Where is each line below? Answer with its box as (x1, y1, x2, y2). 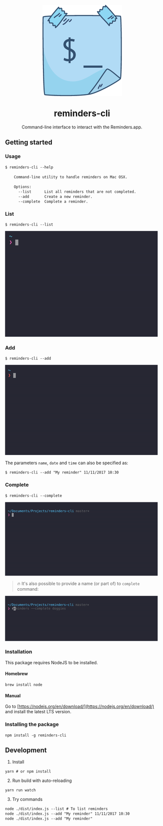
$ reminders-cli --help (5, 165, 54, 170)
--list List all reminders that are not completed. (18, 189, 137, 194)
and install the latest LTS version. (5, 709, 72, 715)
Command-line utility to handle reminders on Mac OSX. (14, 175, 128, 179)
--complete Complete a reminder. (18, 199, 89, 204)
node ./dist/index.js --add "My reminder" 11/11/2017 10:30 (5, 811, 130, 816)
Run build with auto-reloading (12, 777, 72, 784)
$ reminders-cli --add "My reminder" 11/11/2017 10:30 (5, 470, 119, 475)
